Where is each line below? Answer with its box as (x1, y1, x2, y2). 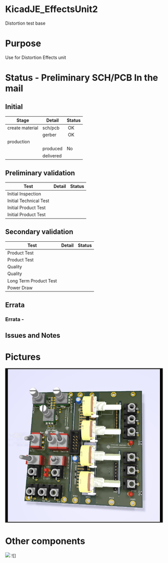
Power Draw (7, 285, 33, 291)
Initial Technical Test (7, 198, 49, 204)
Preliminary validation (5, 168, 75, 177)
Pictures (5, 351, 41, 363)
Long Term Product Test (7, 277, 57, 284)
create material (7, 125, 38, 131)
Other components (5, 535, 85, 547)
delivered (42, 152, 62, 159)
